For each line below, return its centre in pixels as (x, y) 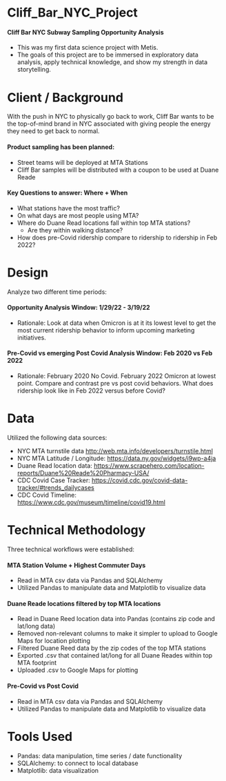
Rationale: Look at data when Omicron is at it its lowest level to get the (116, 323)
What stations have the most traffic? (69, 208)
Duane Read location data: (55, 466)
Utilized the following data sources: (57, 438)
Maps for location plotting (54, 641)
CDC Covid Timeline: (47, 495)
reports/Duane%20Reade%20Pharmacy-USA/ (83, 473)
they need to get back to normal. (53, 131)
